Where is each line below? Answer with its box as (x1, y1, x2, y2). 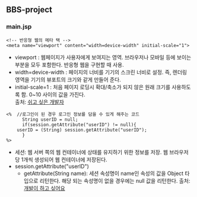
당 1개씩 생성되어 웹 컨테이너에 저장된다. (14, 156, 108, 163)
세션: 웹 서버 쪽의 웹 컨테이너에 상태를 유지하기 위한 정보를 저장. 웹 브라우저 (14, 148, 189, 155)
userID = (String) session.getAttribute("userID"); (17, 127, 147, 133)
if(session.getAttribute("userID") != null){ (21, 121, 136, 127)
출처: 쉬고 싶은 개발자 (14, 98, 64, 105)
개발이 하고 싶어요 (23, 185, 65, 192)
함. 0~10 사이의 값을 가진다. (21, 90, 85, 98)
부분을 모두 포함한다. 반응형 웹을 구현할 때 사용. (14, 61, 125, 68)
